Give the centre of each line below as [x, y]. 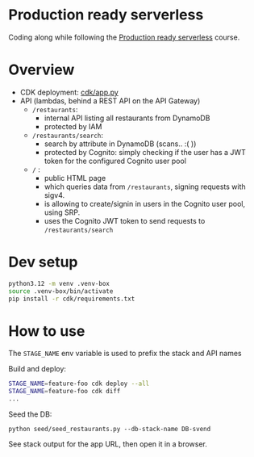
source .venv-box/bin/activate [61, 291]
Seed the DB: [30, 414]
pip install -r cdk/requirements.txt [72, 299]
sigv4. [54, 195]
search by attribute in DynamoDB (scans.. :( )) [120, 144]
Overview [42, 70]
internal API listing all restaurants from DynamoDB [127, 118]
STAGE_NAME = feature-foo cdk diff [65, 392]
